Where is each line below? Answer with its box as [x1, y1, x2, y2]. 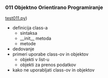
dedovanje [12, 46, 34, 52]
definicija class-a [12, 25, 48, 31]
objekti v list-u [19, 57, 49, 63]
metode [19, 41, 36, 47]
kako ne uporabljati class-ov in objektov [12, 67, 95, 73]
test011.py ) [5, 15, 27, 21]
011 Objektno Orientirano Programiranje [5, 4, 103, 11]
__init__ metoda [19, 35, 51, 41]
